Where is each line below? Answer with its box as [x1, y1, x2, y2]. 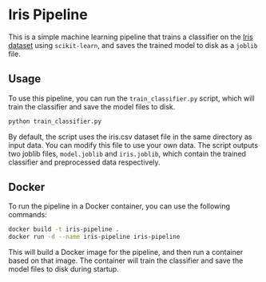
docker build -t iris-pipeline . [8, 225, 120, 233]
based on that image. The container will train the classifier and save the [8, 256, 244, 265]
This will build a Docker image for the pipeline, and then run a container [8, 248, 244, 257]
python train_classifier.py [8, 117, 102, 125]
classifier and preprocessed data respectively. [8, 157, 161, 167]
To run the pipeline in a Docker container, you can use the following [8, 201, 230, 211]
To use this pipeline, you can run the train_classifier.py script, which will [8, 93, 255, 103]
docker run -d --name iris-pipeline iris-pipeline [8, 233, 181, 241]
